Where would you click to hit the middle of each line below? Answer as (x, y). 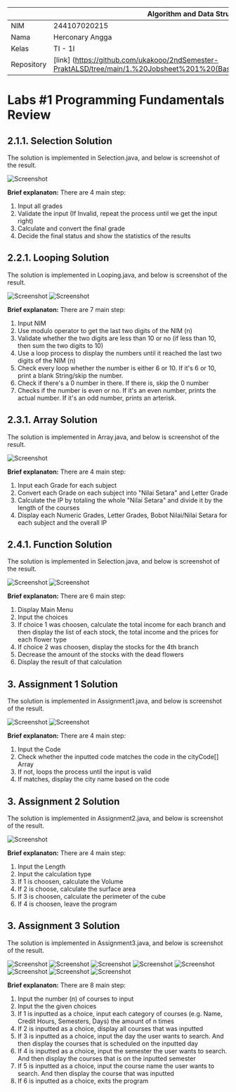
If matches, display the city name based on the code (93, 779)
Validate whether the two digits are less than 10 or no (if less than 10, (117, 338)
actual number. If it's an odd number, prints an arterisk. (97, 398)
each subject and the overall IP (62, 522)
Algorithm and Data (181, 14)
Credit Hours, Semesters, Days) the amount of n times (96, 1021)
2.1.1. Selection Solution (60, 141)
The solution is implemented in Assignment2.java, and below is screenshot (115, 819)
